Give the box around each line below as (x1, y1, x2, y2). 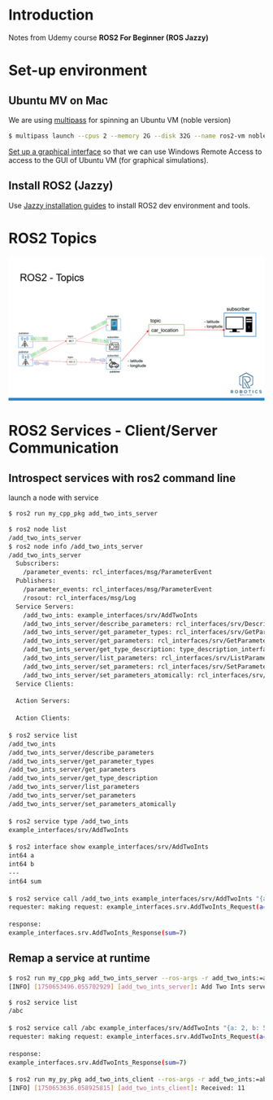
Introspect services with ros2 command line (8, 471, 236, 485)
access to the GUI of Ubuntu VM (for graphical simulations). (8, 155, 209, 164)
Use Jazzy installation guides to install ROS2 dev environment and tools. (8, 200, 250, 210)
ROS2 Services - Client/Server (8, 422, 218, 440)
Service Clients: (15, 680, 75, 688)
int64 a (8, 852, 35, 860)
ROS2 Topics (8, 229, 97, 248)
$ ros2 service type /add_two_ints (8, 817, 129, 826)
